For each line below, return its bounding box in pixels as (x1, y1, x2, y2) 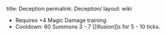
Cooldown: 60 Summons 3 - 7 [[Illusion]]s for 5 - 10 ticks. (15, 23, 160, 30)
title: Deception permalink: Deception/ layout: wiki (6, 5, 132, 12)
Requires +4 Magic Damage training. (15, 17, 108, 23)
